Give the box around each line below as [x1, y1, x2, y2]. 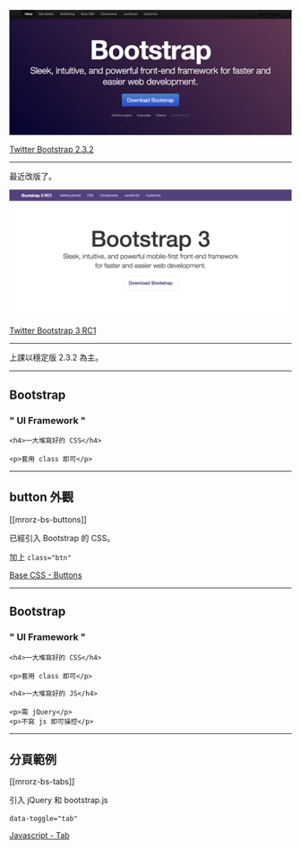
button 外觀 [9, 490, 74, 505]
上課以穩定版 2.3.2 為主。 [9, 352, 103, 363]
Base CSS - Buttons [9, 569, 82, 580]
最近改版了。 [9, 171, 56, 181]
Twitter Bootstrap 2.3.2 [9, 144, 94, 154]
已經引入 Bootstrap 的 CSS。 [9, 532, 116, 543]
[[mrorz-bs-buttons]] [9, 513, 87, 525]
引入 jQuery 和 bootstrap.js [9, 795, 108, 806]
